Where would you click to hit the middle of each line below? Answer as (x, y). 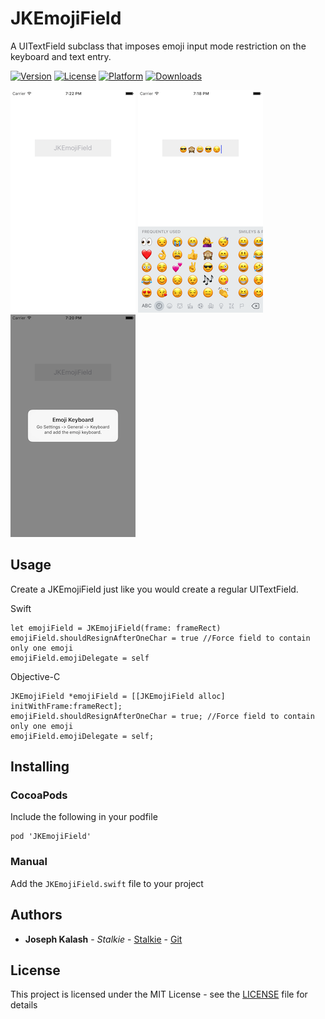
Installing (40, 767)
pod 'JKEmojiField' (51, 837)
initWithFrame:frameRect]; (66, 706)
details (24, 1005)
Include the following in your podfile (84, 817)
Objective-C (35, 676)
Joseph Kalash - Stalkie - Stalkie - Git (103, 939)
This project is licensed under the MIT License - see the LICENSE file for (159, 994)
